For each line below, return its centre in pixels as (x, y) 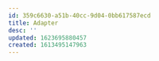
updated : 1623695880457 (48, 38)
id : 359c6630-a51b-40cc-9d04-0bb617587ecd (79, 15)
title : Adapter (33, 23)
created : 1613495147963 (48, 45)
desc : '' (23, 30)
